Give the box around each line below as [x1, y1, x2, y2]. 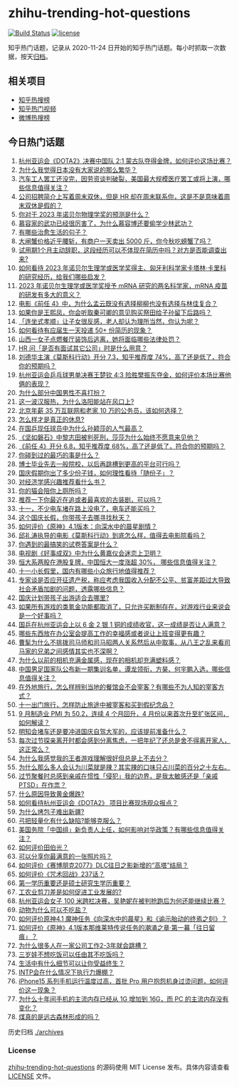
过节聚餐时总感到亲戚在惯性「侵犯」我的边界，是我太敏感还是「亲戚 [18, 772, 218, 780]
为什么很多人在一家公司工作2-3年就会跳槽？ [18, 941, 148, 949]
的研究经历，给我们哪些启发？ [18, 272, 106, 281]
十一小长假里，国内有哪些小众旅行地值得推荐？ [18, 566, 156, 575]
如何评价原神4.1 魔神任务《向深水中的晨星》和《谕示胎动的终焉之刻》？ [18, 914, 228, 923]
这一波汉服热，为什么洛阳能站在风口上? [18, 397, 134, 406]
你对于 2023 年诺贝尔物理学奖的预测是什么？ [18, 210, 150, 218]
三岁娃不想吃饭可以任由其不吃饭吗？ [18, 950, 125, 959]
